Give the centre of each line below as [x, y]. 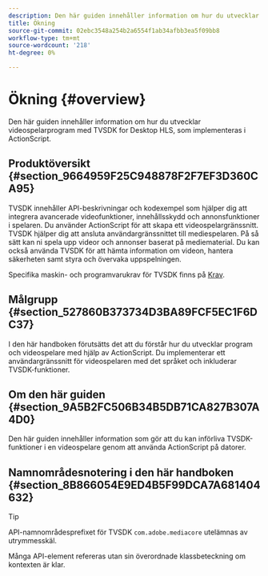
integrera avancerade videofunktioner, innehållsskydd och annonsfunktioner [134, 216]
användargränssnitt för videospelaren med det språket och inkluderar [123, 361]
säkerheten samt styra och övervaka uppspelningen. [95, 259]
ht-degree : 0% [32, 53]
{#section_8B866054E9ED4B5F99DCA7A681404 [134, 485]
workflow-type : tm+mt [44, 38]
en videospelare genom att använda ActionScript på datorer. [147, 447]
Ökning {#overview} [77, 100]
